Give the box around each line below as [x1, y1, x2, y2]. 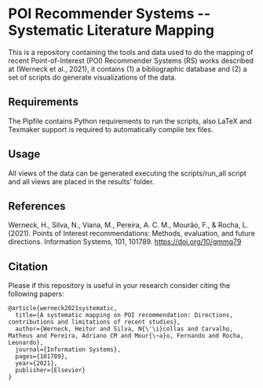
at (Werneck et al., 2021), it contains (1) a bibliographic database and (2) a [8, 64, 247, 73]
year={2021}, [15, 360, 58, 368]
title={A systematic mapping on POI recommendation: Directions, [15, 312, 234, 320]
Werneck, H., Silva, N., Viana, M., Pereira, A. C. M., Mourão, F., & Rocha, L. [8, 220, 249, 230]
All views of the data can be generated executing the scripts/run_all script [8, 168, 247, 178]
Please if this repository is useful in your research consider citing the [8, 281, 231, 290]
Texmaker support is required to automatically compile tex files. [8, 124, 214, 134]
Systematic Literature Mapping [8, 21, 214, 39]
